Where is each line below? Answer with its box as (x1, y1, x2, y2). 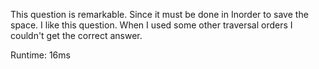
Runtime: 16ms (10, 49, 71, 61)
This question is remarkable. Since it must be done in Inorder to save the (10, 9, 309, 20)
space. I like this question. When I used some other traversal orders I (10, 19, 293, 31)
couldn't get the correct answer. (10, 30, 143, 41)
